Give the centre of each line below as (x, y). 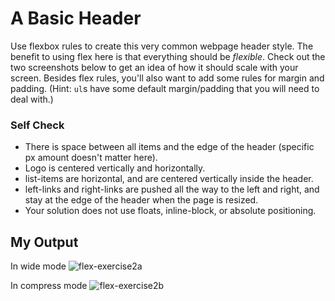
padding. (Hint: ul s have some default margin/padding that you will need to (165, 88)
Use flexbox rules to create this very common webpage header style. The (162, 46)
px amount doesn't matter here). (91, 158)
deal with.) (32, 99)
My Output (44, 242)
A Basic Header (76, 18)
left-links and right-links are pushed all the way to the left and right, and (172, 189)
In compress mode (49, 286)
